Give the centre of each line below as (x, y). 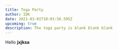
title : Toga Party (24, 10)
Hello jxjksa (17, 42)
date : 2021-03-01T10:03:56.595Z (39, 19)
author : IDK (17, 14)
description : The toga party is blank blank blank (59, 28)
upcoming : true (21, 24)
